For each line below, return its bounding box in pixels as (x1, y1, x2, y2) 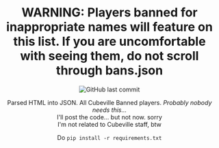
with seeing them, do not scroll (20, 48, 199, 64)
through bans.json (55, 63, 164, 78)
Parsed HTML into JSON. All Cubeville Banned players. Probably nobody (7, 98, 212, 106)
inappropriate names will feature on (5, 19, 214, 35)
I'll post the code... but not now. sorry (57, 113, 162, 121)
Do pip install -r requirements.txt (57, 133, 162, 141)
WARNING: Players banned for (21, 5, 198, 20)
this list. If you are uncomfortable (13, 34, 206, 49)
